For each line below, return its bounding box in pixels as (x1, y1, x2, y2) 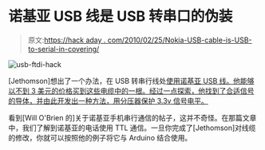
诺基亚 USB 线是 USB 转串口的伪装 (8, 7, 233, 26)
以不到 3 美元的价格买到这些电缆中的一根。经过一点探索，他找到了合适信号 (8, 85, 255, 96)
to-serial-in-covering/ (27, 44, 100, 53)
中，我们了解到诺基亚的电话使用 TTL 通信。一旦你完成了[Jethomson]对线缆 (8, 123, 256, 132)
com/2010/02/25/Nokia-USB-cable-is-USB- (107, 35, 253, 45)
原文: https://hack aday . (27, 35, 106, 45)
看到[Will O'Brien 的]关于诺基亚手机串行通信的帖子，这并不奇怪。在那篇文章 (8, 112, 257, 122)
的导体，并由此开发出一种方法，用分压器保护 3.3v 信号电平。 (8, 96, 209, 105)
